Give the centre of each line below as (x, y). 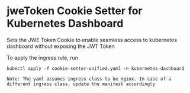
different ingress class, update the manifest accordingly (81, 84)
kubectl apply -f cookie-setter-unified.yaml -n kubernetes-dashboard (96, 68)
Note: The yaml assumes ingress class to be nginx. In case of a (89, 79)
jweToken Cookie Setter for (75, 11)
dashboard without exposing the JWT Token (61, 46)
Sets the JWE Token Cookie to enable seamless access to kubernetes (92, 40)
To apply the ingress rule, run (43, 57)
